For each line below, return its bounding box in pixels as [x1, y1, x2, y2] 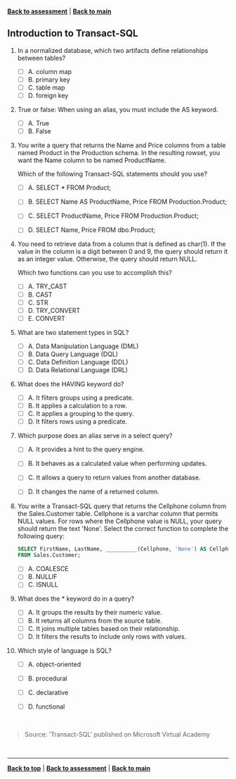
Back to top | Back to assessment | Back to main [7, 763, 151, 772]
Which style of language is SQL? [17, 646, 112, 655]
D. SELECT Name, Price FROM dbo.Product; [27, 226, 156, 234]
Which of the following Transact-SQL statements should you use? [17, 170, 208, 178]
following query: [17, 532, 65, 540]
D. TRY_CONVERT [27, 306, 81, 314]
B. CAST [27, 290, 53, 299]
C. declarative [27, 688, 69, 697]
